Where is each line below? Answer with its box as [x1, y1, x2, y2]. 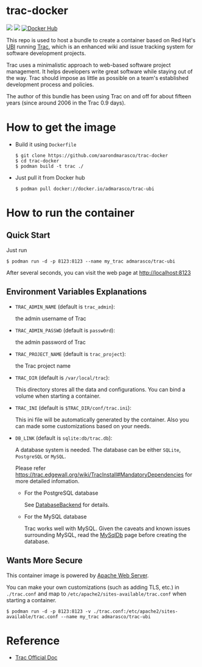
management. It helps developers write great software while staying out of [6, 68, 193, 75]
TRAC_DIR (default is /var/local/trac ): [15, 374, 110, 381]
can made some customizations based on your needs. [15, 422, 151, 429]
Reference [6, 633, 60, 647]
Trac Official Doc [15, 654, 58, 662]
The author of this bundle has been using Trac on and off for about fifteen [6, 92, 192, 100]
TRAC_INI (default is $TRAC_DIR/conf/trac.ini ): [15, 404, 132, 411]
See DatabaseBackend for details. [24, 501, 110, 508]
